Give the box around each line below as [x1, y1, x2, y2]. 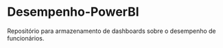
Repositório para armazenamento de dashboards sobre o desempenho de [7, 27, 216, 35]
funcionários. [7, 34, 45, 42]
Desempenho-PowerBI [7, 4, 139, 20]
